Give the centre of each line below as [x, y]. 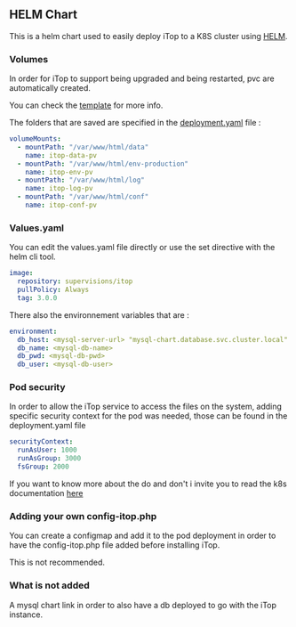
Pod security [37, 387]
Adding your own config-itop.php [83, 516]
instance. [26, 615]
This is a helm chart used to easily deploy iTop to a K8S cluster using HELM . [148, 36]
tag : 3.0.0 [37, 297]
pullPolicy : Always [53, 290]
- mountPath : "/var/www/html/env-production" [103, 164]
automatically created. [50, 88]
